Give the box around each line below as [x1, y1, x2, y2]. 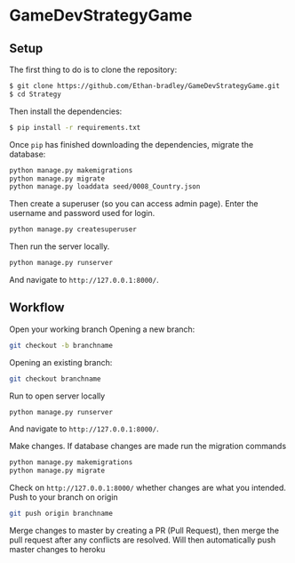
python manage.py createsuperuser [9, 225, 138, 234]
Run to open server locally [9, 390, 106, 401]
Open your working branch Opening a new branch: [9, 324, 195, 334]
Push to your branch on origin [9, 492, 118, 503]
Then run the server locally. [9, 241, 110, 252]
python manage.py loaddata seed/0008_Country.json [9, 182, 201, 191]
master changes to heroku [9, 544, 106, 555]
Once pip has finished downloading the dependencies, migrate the [9, 139, 254, 149]
